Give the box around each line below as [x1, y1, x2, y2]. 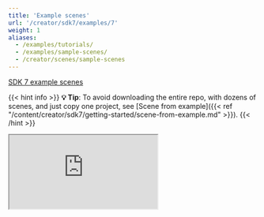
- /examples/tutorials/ [15, 41, 93, 49]
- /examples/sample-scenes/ [15, 48, 108, 56]
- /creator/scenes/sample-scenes [15, 56, 126, 64]
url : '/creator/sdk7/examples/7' [8, 19, 119, 27]
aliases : [8, 33, 37, 42]
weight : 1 [8, 26, 41, 34]
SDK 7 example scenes [8, 77, 84, 87]
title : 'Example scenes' [8, 11, 90, 20]
